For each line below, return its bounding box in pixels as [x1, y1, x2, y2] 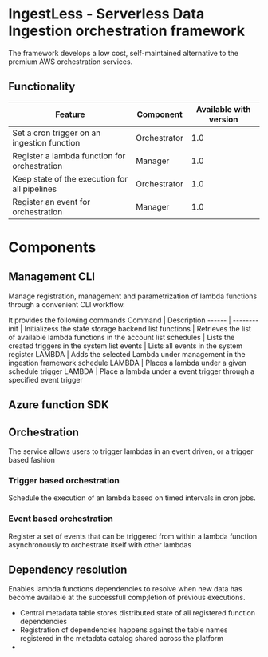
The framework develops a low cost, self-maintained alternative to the [8, 48, 239, 58]
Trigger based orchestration [8, 475, 120, 486]
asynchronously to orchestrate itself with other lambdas [8, 539, 192, 549]
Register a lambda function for [12, 150, 126, 161]
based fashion [8, 455, 56, 464]
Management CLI [8, 270, 96, 284]
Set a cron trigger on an [12, 127, 101, 138]
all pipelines [12, 183, 57, 194]
